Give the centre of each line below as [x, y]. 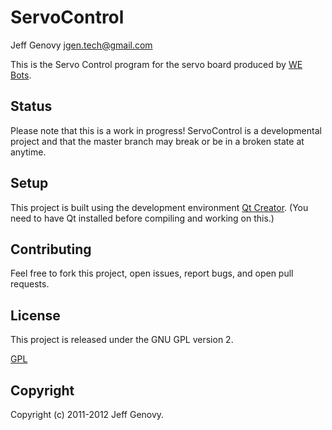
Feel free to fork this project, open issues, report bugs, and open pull [152, 273]
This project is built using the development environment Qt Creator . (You [159, 207]
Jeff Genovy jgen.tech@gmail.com [81, 45]
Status [31, 106]
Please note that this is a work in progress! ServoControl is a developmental [166, 130]
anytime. [28, 152]
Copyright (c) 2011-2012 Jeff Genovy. [87, 414]
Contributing [51, 249]
